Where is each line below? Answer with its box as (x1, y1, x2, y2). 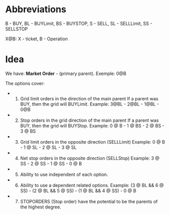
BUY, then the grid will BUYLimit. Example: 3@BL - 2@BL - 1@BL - (20, 101, 159, 107)
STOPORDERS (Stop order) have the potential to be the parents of (20, 198, 158, 204)
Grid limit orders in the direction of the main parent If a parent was (20, 95, 159, 101)
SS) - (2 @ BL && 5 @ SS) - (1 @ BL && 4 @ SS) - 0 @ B (20, 187, 137, 194)
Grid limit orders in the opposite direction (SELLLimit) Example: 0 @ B (20, 139, 165, 145)
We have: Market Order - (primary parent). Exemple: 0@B (5, 70, 127, 76)
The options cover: (5, 80, 45, 86)
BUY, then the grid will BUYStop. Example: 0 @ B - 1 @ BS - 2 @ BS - (20, 122, 165, 128)
